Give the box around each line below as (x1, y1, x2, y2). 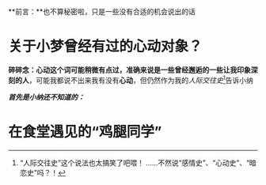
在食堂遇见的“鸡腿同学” (8, 123, 162, 141)
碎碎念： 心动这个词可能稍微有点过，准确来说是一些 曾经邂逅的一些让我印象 (8, 65, 251, 74)
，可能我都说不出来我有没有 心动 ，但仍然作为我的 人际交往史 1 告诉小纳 (28, 74, 253, 85)
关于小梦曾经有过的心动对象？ (8, 38, 203, 55)
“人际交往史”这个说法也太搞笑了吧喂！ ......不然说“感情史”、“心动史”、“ (19, 157, 250, 168)
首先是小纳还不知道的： (8, 92, 85, 101)
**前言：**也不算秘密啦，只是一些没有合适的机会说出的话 (8, 7, 196, 16)
